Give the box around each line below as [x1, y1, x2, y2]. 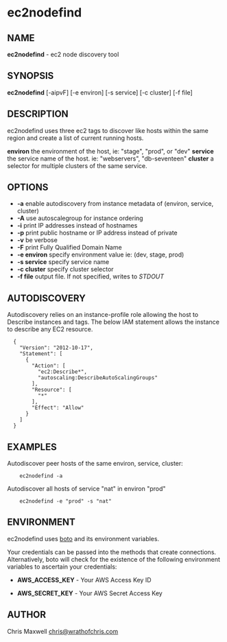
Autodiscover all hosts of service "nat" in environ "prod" [7, 485, 166, 493]
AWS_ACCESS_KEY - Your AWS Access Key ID [16, 575, 152, 584]
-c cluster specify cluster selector [16, 265, 115, 274]
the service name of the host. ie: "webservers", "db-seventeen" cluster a [7, 154, 214, 163]
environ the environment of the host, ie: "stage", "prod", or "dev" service [7, 147, 214, 155]
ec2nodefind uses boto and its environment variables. [7, 534, 160, 543]
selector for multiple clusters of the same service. [7, 161, 147, 169]
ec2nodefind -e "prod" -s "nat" [19, 498, 112, 505]
